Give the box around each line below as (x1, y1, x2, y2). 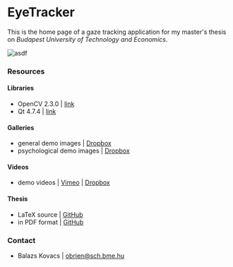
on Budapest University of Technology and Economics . (7, 35, 168, 43)
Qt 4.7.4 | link (17, 107, 56, 116)
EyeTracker (7, 4, 76, 20)
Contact (7, 235, 36, 245)
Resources (7, 66, 45, 76)
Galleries (7, 123, 35, 131)
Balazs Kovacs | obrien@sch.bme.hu (17, 251, 125, 260)
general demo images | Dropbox (17, 139, 112, 148)
